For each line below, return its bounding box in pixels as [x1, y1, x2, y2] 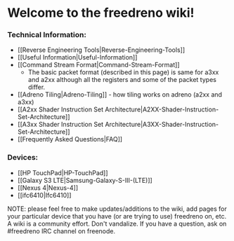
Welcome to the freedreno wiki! [7, 5, 195, 21]
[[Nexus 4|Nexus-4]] [17, 184, 79, 192]
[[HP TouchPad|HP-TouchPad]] [17, 168, 108, 177]
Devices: [7, 153, 39, 163]
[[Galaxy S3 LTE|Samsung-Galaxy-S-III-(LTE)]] [17, 176, 152, 184]
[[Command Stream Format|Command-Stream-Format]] [17, 61, 180, 69]
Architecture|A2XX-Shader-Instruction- [105, 105, 219, 113]
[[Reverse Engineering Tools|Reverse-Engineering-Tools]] [17, 46, 185, 54]
